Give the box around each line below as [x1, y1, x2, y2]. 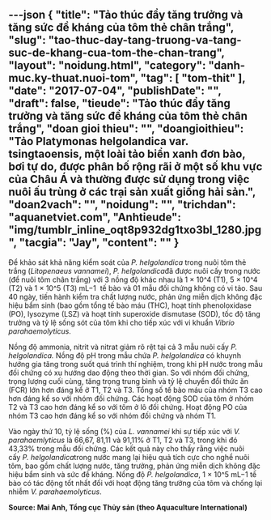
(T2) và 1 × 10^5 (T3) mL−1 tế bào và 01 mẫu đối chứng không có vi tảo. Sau [8, 283, 263, 292]
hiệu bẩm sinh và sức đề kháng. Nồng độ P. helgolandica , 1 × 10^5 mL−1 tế [8, 469, 257, 479]
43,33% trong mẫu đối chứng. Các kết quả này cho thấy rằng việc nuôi [8, 443, 245, 454]
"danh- [208, 58, 245, 73]
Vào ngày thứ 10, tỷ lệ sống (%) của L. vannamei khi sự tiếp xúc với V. [8, 426, 241, 436]
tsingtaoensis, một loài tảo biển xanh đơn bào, [8, 147, 246, 161]
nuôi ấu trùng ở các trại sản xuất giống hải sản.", [8, 185, 256, 199]
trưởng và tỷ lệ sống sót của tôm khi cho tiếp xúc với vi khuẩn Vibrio [8, 318, 235, 327]
